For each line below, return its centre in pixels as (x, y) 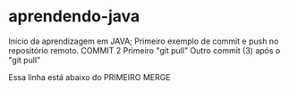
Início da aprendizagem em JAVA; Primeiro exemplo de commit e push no (144, 41)
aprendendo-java (74, 16)
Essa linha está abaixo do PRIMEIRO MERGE (89, 77)
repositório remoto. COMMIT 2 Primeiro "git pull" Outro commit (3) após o (144, 50)
